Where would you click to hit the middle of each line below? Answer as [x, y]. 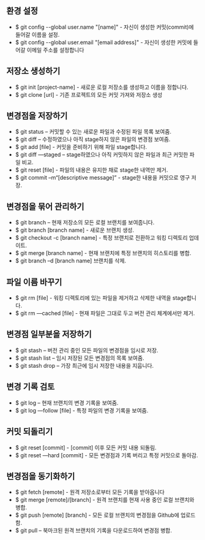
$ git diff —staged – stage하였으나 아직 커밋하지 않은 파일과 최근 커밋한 [102, 154]
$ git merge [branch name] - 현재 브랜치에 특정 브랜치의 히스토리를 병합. [103, 253]
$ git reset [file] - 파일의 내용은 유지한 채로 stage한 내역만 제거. [91, 170]
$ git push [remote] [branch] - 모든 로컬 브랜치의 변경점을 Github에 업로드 [105, 515]
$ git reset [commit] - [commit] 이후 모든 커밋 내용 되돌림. [86, 447]
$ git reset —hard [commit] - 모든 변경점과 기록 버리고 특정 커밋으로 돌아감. [106, 455]
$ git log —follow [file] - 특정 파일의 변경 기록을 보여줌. [82, 410]
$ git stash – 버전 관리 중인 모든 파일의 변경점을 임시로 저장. [87, 350]
